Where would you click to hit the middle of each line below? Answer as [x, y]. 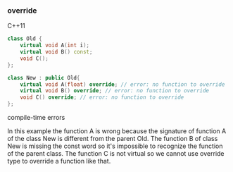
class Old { [25, 39]
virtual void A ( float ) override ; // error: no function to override [122, 84]
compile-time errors [36, 118]
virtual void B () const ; [56, 52]
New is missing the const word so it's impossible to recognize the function [115, 146]
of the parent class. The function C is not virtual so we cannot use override [116, 154]
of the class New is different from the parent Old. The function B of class [113, 139]
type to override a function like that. [59, 161]
